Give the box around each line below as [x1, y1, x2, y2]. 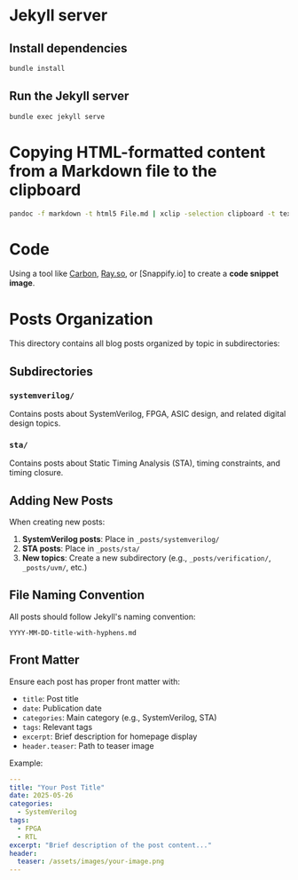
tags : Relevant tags [21, 721, 93, 732]
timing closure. [9, 467, 64, 478]
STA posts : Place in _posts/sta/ [21, 543, 140, 554]
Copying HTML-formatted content [9, 142, 266, 162]
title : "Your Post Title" [9, 782, 105, 792]
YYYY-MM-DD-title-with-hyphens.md [9, 628, 137, 637]
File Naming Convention [9, 587, 145, 603]
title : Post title [21, 693, 79, 703]
